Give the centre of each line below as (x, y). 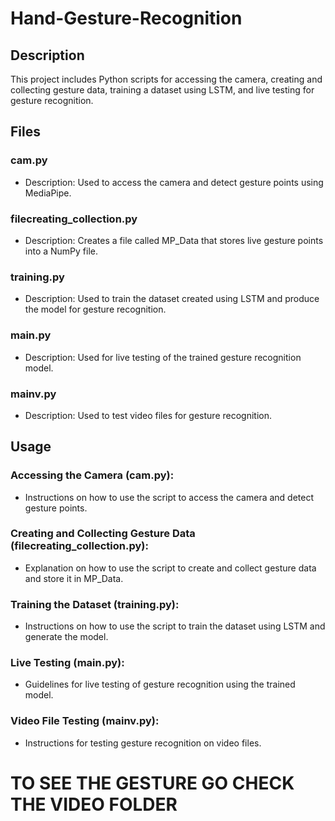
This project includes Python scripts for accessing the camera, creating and (166, 79)
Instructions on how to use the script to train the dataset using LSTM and (175, 626)
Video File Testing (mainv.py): (85, 721)
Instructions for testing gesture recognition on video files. (143, 743)
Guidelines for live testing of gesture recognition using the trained (160, 684)
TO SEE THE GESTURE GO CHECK (152, 783)
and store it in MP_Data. (74, 578)
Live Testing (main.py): (67, 663)
